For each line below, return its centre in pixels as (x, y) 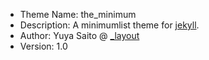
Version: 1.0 (43, 46)
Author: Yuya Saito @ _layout (79, 35)
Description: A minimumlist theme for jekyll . (109, 25)
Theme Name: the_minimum (78, 14)
